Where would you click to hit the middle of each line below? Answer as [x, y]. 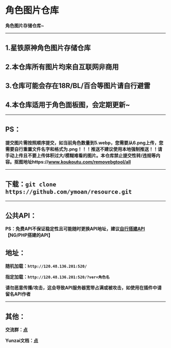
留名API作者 [18, 294]
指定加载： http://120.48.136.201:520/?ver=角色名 [58, 277]
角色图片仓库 [32, 10]
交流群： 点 [17, 330]
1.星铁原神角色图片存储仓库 [48, 48]
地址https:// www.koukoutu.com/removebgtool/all [77, 162]
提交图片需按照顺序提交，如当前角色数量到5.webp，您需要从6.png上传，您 [84, 143]
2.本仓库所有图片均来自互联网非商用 [62, 67]
